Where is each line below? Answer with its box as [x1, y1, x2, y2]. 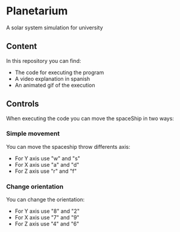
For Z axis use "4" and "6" [14, 220, 79, 228]
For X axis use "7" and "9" [14, 214, 79, 221]
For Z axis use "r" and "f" [14, 167, 77, 175]
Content [6, 41, 38, 51]
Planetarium [6, 4, 68, 18]
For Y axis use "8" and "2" [14, 207, 80, 215]
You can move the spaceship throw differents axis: [6, 143, 131, 150]
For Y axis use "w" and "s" [14, 154, 80, 162]
